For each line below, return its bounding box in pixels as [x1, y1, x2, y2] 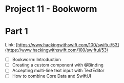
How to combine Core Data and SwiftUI [12, 73, 91, 79]
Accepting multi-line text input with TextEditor [12, 67, 104, 74]
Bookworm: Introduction [12, 57, 61, 62]
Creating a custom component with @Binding [12, 62, 104, 68]
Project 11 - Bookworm [5, 3, 98, 15]
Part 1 [5, 26, 28, 37]
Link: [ [5, 42, 18, 48]
